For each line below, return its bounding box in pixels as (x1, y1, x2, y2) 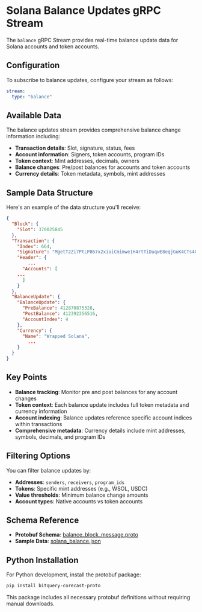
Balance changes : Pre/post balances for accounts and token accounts (14, 164, 191, 171)
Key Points (6, 372, 47, 383)
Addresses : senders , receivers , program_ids (14, 478, 125, 486)
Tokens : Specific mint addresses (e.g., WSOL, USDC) (14, 485, 148, 492)
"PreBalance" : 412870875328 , (22, 305, 96, 311)
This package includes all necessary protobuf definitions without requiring (6, 594, 191, 601)
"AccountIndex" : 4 (22, 316, 69, 322)
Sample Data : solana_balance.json (14, 538, 101, 545)
